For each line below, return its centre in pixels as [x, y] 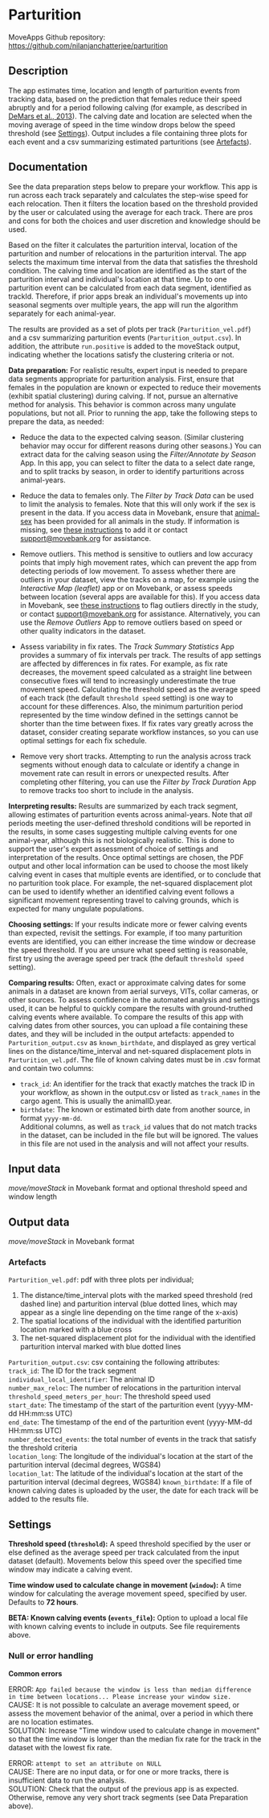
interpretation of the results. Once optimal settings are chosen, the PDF [126, 857]
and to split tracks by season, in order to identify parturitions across [132, 471]
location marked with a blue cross [76, 1329]
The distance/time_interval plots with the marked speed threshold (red [136, 1295]
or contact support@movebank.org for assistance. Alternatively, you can [140, 614]
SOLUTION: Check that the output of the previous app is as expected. [124, 1788]
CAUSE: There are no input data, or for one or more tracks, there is [119, 1771]
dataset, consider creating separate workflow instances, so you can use [139, 732]
